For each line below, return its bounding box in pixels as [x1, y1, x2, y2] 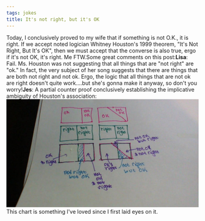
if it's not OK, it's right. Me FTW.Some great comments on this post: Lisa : [6, 53, 188, 60]
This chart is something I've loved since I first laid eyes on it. [6, 208, 158, 215]
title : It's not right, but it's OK [6, 16, 99, 23]
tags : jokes [6, 10, 37, 16]
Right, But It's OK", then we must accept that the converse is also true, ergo [6, 46, 196, 54]
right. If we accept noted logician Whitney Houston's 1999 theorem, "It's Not [6, 40, 198, 48]
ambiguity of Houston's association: [6, 92, 97, 100]
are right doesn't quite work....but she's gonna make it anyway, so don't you [6, 79, 197, 87]
